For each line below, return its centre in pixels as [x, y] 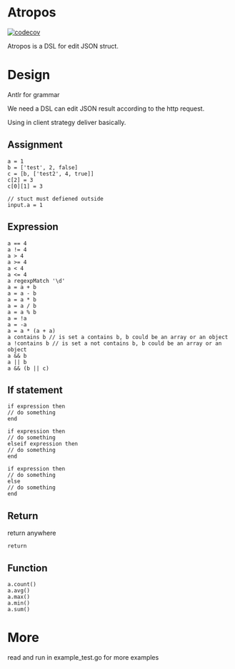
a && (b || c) [29, 368]
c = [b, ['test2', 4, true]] [51, 173]
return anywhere [32, 533]
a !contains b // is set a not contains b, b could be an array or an [115, 343]
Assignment [35, 145]
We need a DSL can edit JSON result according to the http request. [106, 109]
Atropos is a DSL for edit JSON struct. [63, 46]
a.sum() [19, 609]
